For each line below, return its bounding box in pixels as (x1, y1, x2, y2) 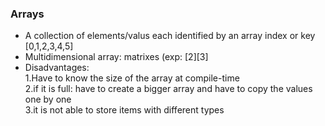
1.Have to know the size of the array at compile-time (24, 72, 240, 84)
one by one (24, 93, 72, 106)
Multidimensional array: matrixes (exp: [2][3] (24, 51, 209, 63)
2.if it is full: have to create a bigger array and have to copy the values (24, 83, 313, 95)
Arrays (10, 7, 45, 21)
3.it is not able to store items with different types (24, 104, 225, 116)
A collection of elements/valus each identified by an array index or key (24, 30, 316, 42)
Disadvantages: (24, 62, 90, 74)
